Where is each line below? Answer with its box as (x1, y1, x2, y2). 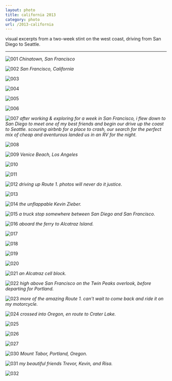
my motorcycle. (5, 301, 38, 307)
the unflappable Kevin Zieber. (19, 201, 82, 207)
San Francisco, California (20, 66, 74, 72)
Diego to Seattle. (5, 41, 41, 48)
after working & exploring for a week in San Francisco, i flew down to (19, 116, 166, 122)
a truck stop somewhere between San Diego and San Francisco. (18, 211, 155, 217)
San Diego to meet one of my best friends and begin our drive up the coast (5, 121, 164, 127)
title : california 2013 (5, 12, 56, 17)
